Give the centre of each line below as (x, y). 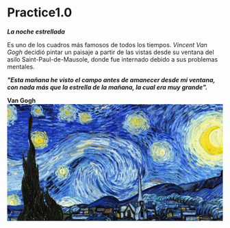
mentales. (21, 66)
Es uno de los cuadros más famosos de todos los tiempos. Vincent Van (107, 45)
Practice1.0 (40, 13)
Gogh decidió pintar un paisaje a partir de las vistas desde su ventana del (111, 52)
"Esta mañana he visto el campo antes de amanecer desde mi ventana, (111, 79)
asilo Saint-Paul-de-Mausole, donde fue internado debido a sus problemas (113, 59)
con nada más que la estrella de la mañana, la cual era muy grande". (107, 87)
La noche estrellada (36, 31)
